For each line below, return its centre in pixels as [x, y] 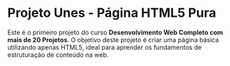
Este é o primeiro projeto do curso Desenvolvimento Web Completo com [115, 32]
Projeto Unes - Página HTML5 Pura [112, 13]
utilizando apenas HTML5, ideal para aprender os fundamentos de [105, 47]
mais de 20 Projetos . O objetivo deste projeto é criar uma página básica [113, 39]
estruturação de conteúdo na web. [58, 55]
